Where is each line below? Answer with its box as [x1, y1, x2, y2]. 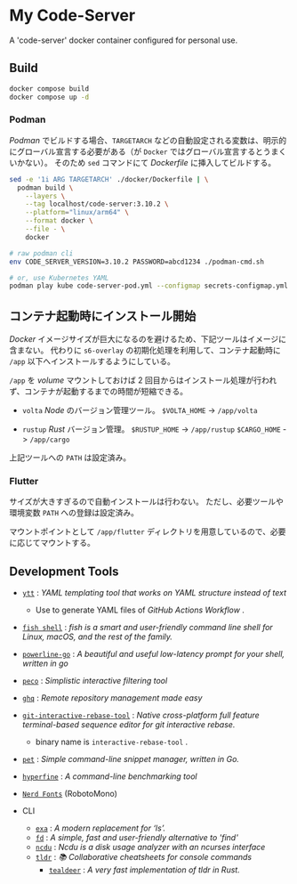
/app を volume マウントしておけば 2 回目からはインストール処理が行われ [9, 375, 277, 385]
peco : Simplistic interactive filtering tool [21, 676, 168, 686]
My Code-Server [9, 5, 136, 26]
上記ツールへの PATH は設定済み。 [9, 452, 132, 463]
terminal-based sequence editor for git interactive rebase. [21, 719, 236, 730]
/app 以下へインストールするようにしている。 [9, 356, 175, 367]
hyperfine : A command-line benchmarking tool [21, 771, 197, 782]
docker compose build [9, 84, 90, 93]
